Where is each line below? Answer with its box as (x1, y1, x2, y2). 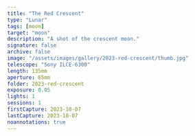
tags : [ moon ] (7, 23, 45, 30)
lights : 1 (7, 93, 36, 100)
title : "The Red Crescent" (7, 10, 84, 17)
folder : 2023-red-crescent (7, 80, 84, 87)
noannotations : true (7, 118, 67, 126)
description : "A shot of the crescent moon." (7, 36, 139, 43)
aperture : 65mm (7, 73, 51, 81)
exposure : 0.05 (7, 87, 51, 93)
